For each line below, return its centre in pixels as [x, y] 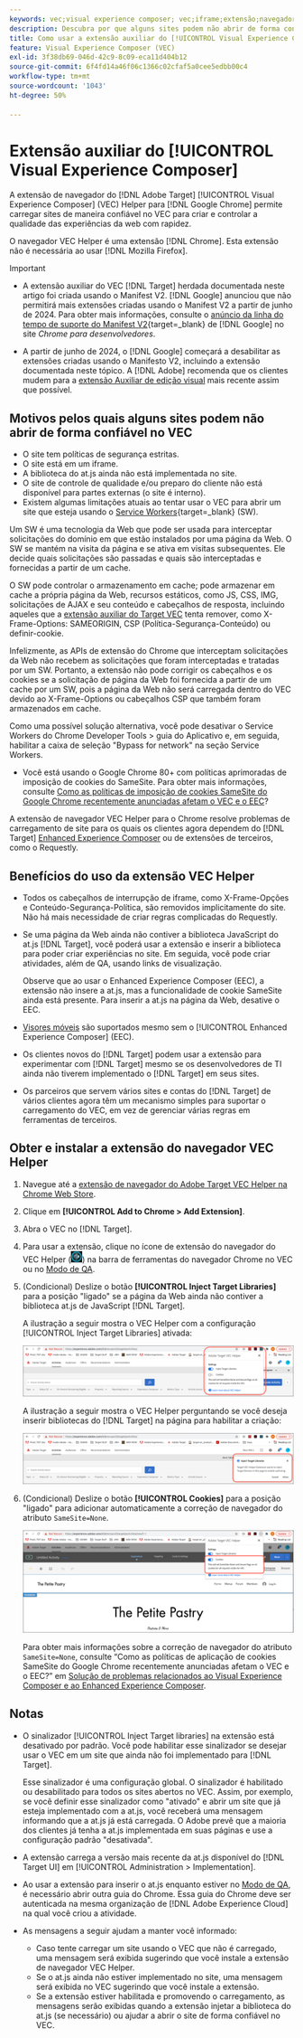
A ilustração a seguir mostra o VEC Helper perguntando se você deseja [155, 1411]
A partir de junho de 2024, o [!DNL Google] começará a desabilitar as [151, 352]
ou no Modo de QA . [59, 1269]
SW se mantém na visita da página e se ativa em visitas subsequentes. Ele [147, 549]
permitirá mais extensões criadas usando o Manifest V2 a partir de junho [157, 305]
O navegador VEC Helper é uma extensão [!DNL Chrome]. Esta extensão [144, 241]
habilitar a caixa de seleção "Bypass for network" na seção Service [134, 745]
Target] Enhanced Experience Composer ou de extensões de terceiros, [141, 838]
